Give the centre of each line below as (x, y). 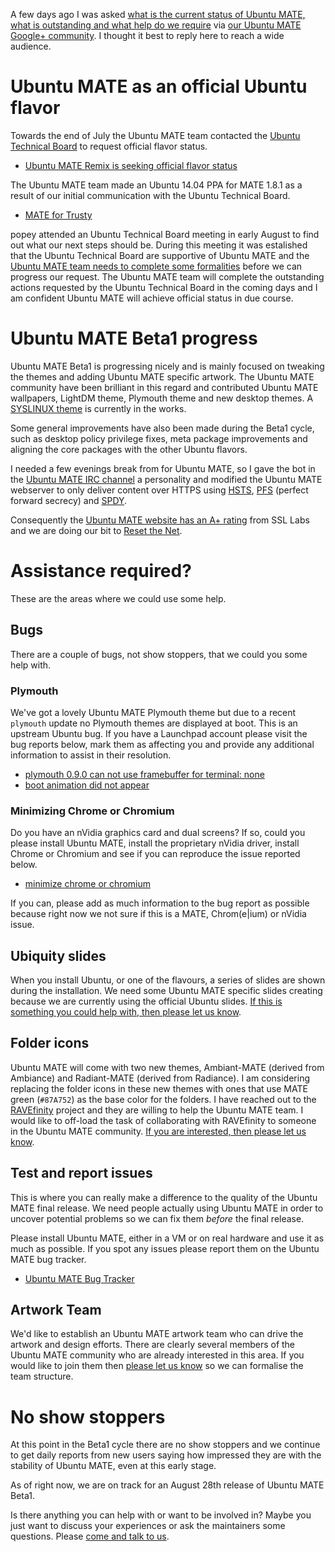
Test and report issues (81, 1173)
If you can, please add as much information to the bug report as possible (160, 903)
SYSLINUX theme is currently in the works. (98, 408)
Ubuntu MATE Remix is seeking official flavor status (131, 165)
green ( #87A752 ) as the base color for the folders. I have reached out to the (163, 1099)
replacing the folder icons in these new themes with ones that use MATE (159, 1088)
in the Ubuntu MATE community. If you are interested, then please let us (158, 1131)
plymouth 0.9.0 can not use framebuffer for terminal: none (144, 774)
